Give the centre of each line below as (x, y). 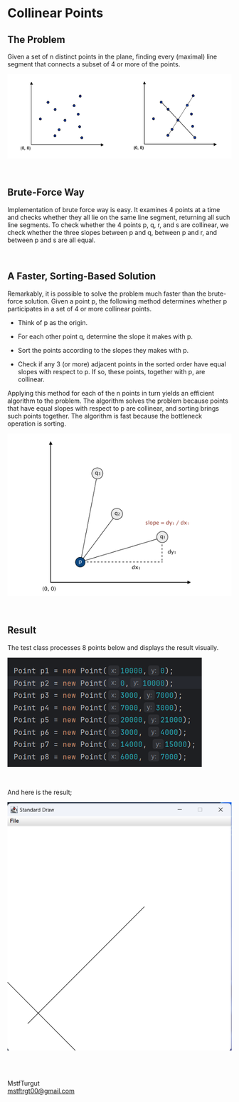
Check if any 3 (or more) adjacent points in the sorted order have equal (122, 364)
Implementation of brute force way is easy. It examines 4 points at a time (114, 209)
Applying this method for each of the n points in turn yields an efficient (111, 393)
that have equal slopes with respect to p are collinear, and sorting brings (113, 408)
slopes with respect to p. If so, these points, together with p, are (111, 371)
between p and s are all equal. (52, 240)
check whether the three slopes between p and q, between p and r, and (112, 232)
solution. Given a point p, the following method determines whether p (126, 301)
